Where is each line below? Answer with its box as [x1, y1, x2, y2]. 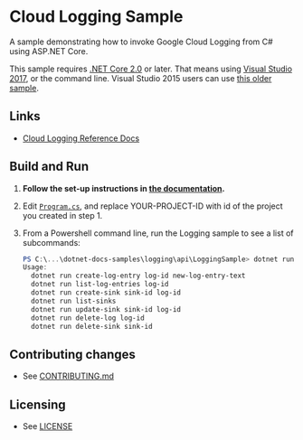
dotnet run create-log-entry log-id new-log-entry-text [31, 271, 246, 281]
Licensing [9, 397, 66, 412]
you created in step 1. [22, 210, 103, 220]
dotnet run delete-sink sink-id [31, 322, 153, 331]
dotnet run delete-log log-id [31, 314, 145, 323]
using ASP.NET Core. [9, 45, 89, 56]
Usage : [22, 263, 48, 272]
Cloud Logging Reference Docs [22, 133, 140, 144]
